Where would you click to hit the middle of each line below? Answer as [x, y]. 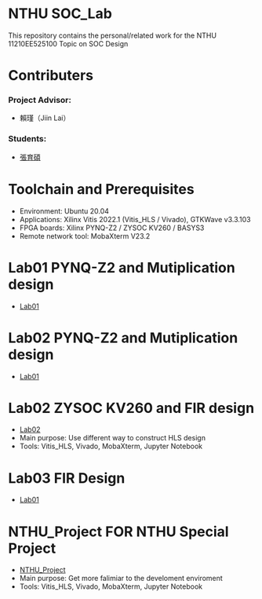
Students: [27, 139]
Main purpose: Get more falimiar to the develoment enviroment [121, 579]
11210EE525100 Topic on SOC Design [68, 43]
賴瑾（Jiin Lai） [45, 118]
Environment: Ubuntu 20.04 [64, 211]
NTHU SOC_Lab [60, 14]
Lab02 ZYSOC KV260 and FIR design [131, 408]
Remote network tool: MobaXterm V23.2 [85, 236]
